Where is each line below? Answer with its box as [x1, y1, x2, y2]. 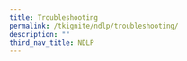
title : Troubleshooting [9, 13, 99, 22]
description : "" [9, 30, 70, 39]
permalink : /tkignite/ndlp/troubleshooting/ [9, 22, 179, 30]
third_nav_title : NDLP [9, 38, 94, 48]
